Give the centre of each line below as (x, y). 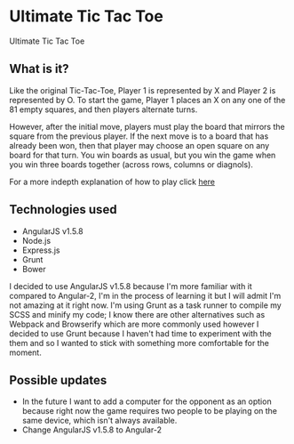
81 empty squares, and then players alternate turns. (103, 109)
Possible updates (58, 380)
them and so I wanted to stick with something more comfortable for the (139, 343)
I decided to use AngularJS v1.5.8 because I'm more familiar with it (131, 286)
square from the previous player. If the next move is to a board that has (139, 136)
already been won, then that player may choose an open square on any (139, 145)
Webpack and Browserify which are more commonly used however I (134, 324)
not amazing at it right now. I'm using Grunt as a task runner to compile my (145, 305)
